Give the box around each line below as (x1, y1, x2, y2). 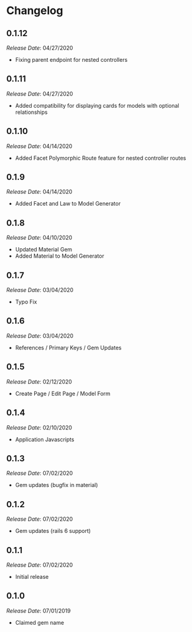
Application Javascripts (15, 436, 74, 443)
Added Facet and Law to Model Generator (15, 200, 121, 207)
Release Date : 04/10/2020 (6, 234, 73, 242)
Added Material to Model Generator (15, 252, 105, 260)
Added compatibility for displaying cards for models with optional (15, 102, 180, 109)
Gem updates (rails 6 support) (15, 527, 91, 535)
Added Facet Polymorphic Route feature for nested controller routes (15, 154, 187, 162)
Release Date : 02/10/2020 (6, 423, 73, 431)
